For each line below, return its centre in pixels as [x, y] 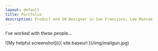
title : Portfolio [24, 14]
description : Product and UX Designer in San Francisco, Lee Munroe [79, 19]
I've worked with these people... [39, 33]
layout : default [22, 10]
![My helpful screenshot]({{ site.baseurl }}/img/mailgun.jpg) [67, 43]
